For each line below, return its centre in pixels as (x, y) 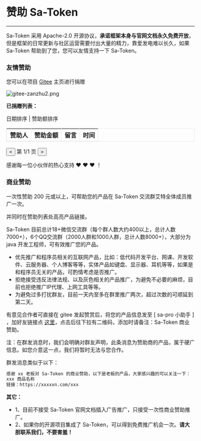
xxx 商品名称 (21, 379)
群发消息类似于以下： (32, 362)
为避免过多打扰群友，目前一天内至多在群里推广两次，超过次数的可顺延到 (104, 294)
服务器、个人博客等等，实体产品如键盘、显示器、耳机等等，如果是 (112, 264)
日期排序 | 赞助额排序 (32, 119)
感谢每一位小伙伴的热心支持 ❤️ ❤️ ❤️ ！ (54, 165)
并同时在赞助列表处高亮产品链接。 (48, 217)
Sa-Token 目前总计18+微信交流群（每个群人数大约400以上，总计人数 (91, 229)
